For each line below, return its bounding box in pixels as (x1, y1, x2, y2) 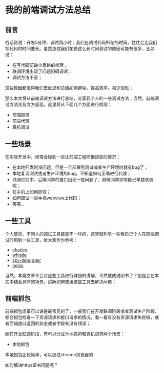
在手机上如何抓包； (12, 188, 51, 194)
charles (12, 246, 28, 253)
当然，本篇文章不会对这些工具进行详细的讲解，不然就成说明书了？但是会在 (5, 272, 155, 278)
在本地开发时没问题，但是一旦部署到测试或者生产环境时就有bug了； (12, 164, 149, 170)
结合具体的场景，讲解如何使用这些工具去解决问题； (13, 278, 116, 285)
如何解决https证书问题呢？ (5, 362, 59, 368)
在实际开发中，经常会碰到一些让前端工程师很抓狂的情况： (5, 154, 121, 160)
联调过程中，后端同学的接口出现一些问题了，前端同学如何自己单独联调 (12, 176, 154, 182)
